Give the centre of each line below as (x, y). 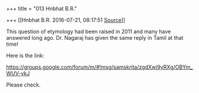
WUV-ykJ (18, 73)
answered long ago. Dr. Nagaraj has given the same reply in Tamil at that (95, 38)
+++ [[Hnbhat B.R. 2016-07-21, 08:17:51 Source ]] (66, 20)
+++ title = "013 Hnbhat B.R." (42, 9)
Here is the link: (25, 55)
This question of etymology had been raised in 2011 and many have (89, 31)
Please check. (23, 85)
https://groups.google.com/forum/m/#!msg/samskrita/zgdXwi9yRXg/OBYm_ (99, 67)
